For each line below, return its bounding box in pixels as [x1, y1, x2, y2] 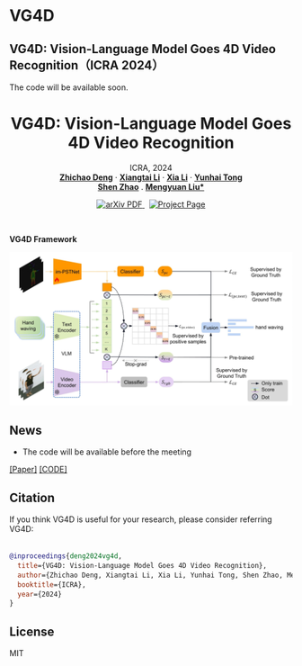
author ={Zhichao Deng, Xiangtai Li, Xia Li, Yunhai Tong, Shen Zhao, [17, 571, 283, 580]
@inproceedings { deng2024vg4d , [9, 552, 123, 561]
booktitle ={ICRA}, [17, 580, 87, 589]
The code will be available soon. [9, 82, 129, 93]
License [9, 624, 55, 639]
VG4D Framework [9, 233, 78, 244]
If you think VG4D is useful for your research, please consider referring [9, 514, 272, 525]
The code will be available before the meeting [22, 446, 191, 457]
